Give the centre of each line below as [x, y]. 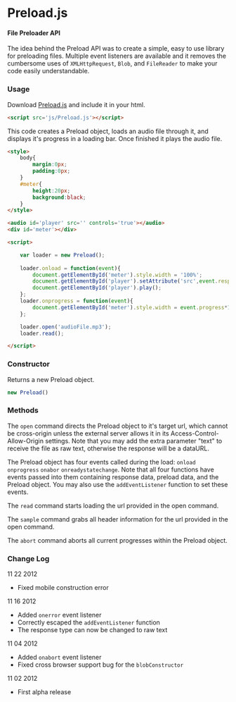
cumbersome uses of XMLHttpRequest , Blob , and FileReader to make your [112, 63]
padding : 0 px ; [52, 171]
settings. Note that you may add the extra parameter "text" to [134, 441]
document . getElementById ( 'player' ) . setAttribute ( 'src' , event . [125, 281]
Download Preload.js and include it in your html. [76, 104]
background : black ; [59, 197]
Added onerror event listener [59, 615]
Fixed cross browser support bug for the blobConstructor [100, 665]
